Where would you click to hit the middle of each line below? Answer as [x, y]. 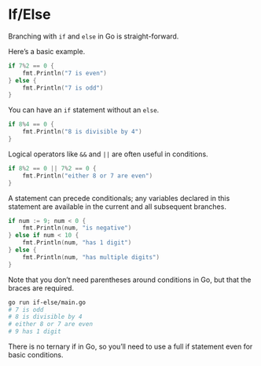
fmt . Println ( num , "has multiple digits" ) [91, 257]
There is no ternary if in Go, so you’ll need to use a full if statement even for [130, 346]
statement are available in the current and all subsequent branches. [117, 207]
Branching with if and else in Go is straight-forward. [94, 36]
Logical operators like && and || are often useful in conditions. [108, 154]
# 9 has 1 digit [35, 331]
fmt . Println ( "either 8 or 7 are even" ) [88, 176]
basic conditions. [36, 355]
